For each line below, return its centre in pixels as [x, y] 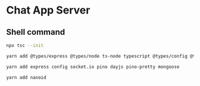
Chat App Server [48, 10]
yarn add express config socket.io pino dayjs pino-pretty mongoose [93, 67]
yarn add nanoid [26, 77]
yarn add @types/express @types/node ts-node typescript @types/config [97, 56]
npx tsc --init [25, 45]
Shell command [36, 32]
